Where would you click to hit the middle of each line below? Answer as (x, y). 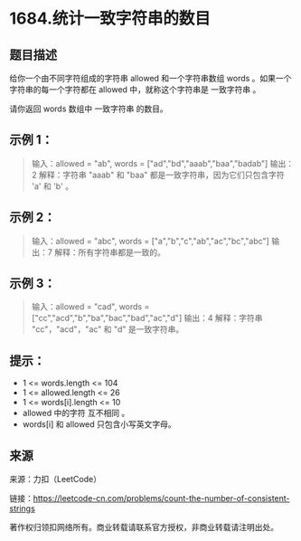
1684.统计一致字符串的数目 (110, 19)
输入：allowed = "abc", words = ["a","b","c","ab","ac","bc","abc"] (150, 241)
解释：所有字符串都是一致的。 (109, 252)
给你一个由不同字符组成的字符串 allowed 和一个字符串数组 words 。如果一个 (150, 78)
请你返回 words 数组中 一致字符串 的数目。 (89, 109)
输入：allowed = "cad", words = (90, 307)
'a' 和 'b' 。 (52, 185)
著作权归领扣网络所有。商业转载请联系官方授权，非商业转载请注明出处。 (144, 527)
